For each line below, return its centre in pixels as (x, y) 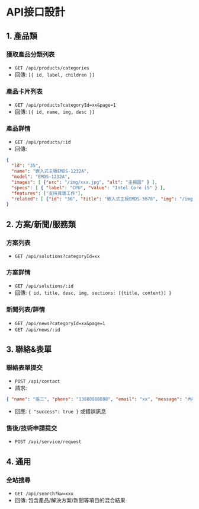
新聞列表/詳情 (26, 310)
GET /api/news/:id (37, 330)
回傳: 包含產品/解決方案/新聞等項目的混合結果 (70, 500)
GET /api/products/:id (43, 142)
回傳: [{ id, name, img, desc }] (54, 112)
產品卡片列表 (25, 91)
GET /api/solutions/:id (44, 286)
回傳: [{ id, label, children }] (54, 74)
